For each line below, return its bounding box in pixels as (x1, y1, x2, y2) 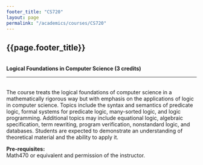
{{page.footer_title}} (6, 42, 86, 53)
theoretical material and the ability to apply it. (6, 134, 119, 141)
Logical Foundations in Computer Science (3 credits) (6, 65, 141, 73)
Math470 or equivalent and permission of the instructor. (6, 152, 146, 159)
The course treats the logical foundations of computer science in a (6, 89, 172, 96)
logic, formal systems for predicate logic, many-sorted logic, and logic (6, 108, 181, 115)
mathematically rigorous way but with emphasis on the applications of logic (6, 95, 195, 103)
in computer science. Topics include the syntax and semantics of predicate (6, 102, 193, 109)
